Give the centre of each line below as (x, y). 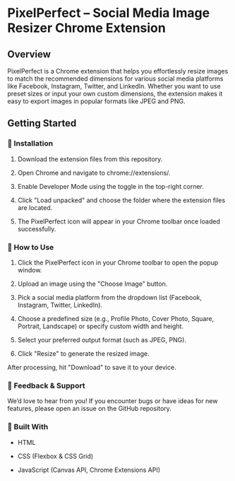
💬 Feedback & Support (46, 386)
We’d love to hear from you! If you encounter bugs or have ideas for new (113, 401)
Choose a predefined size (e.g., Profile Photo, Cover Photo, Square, (116, 318)
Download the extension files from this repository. (90, 159)
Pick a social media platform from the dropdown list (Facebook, (110, 297)
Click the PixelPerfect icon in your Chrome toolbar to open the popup (118, 262)
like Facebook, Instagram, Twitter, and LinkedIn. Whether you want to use (114, 86)
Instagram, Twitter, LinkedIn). (60, 305)
